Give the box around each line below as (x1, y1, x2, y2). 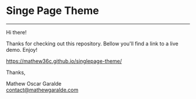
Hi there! (6, 29, 27, 36)
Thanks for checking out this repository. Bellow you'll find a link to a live (6, 40, 179, 47)
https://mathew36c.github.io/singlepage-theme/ (6, 57, 123, 65)
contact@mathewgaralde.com (6, 86, 79, 93)
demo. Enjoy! (6, 46, 38, 53)
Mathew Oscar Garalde (6, 80, 62, 87)
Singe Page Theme (6, 4, 99, 17)
